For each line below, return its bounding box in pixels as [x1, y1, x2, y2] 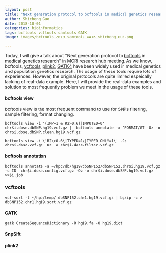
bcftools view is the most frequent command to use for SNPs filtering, [5, 107, 147, 112]
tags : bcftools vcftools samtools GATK [5, 30, 87, 35]
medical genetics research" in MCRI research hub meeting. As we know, [5, 58, 152, 64]
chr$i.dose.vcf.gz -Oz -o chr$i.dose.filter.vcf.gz [5, 143, 114, 148]
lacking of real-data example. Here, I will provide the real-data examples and [5, 78, 161, 84]
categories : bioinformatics [5, 26, 63, 31]
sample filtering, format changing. [5, 111, 74, 117]
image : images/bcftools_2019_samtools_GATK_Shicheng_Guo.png [5, 35, 134, 40]
